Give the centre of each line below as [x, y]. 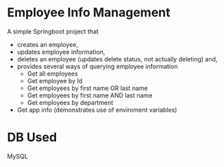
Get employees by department [70, 102]
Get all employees [53, 74]
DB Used [32, 137]
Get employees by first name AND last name [90, 95]
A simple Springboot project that [53, 31]
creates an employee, [48, 44]
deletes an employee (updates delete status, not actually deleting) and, [117, 59]
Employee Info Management [89, 13]
